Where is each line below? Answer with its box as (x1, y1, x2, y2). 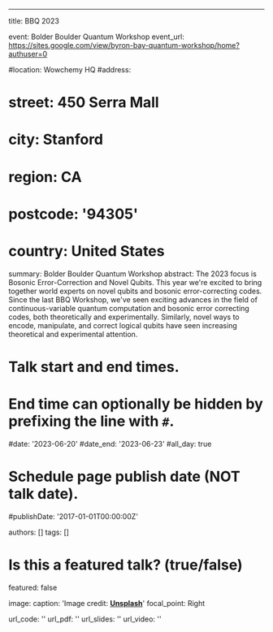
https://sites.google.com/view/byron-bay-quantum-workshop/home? (8, 41, 240, 50)
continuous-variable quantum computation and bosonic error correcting (8, 303, 249, 313)
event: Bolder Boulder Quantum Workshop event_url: (8, 32, 184, 41)
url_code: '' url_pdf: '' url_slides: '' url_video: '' (8, 614, 162, 624)
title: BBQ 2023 (8, 16, 59, 25)
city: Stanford (8, 131, 104, 149)
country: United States (8, 241, 165, 260)
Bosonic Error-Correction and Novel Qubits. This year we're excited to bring (8, 277, 262, 287)
